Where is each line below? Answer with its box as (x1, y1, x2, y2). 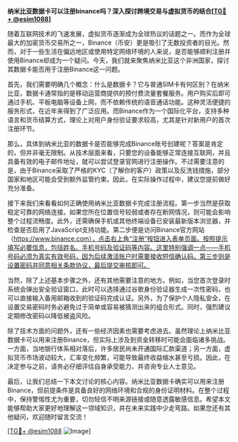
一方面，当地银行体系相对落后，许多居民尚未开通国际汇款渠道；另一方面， (7, 344, 225, 353)
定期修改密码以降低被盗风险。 (7, 311, 94, 320)
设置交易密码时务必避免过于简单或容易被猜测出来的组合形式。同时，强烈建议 (7, 303, 231, 311)
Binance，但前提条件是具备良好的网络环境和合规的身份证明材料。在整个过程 (7, 386, 230, 394)
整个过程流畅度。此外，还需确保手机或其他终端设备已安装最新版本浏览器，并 (7, 216, 231, 225)
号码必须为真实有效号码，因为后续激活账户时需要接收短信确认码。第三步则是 (7, 252, 231, 260)
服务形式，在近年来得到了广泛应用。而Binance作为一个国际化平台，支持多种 (7, 106, 230, 115)
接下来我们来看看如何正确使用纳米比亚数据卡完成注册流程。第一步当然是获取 (7, 199, 231, 207)
